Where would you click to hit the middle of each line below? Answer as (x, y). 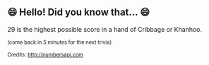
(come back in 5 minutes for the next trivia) (59, 42)
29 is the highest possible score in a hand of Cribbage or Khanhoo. (105, 29)
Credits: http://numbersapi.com (45, 54)
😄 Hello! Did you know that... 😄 (79, 12)
